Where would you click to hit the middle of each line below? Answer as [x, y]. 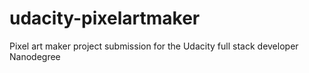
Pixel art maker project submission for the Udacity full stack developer [154, 46]
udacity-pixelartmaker [105, 18]
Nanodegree [35, 56]
